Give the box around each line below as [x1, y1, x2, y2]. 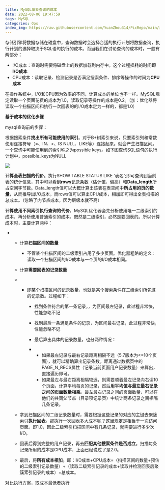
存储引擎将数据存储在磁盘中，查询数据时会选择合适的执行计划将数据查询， [5, 40, 156, 46]
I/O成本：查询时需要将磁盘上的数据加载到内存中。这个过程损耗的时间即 [12, 62, 156, 68]
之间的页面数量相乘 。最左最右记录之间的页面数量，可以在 [41, 389, 158, 395]
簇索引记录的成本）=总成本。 [19, 469, 79, 475]
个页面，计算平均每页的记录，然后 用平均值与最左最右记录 [41, 383, 158, 389]
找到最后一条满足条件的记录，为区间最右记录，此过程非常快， [34, 320, 160, 326]
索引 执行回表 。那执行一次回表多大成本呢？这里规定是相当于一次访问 [19, 418, 158, 424]
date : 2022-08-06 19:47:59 [5, 12, 60, 17]
